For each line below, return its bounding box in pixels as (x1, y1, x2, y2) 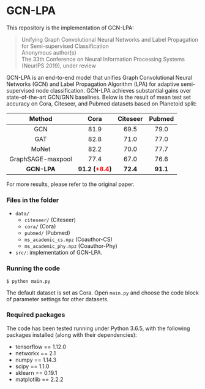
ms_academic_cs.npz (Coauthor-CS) (24, 236, 113, 243)
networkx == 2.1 (15, 349, 56, 356)
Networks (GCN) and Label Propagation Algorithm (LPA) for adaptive (6, 80, 179, 88)
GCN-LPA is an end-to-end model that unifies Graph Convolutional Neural (6, 74, 193, 81)
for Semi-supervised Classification (21, 42, 109, 50)
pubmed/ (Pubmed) (24, 229, 70, 237)
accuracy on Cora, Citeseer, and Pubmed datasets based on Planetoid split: (6, 99, 197, 107)
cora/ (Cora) (24, 223, 56, 230)
